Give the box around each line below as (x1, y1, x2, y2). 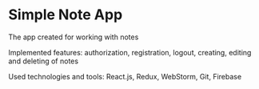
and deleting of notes (8, 56, 78, 66)
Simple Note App (8, 6, 123, 24)
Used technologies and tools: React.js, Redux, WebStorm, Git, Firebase (8, 71, 242, 81)
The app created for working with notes (8, 32, 139, 42)
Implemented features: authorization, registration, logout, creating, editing (8, 47, 252, 57)
